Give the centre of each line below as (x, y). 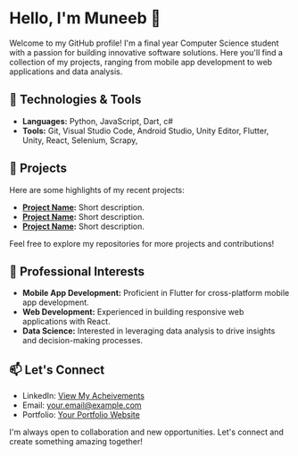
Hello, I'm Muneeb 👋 (85, 18)
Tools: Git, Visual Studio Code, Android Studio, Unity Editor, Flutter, (145, 131)
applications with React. (66, 322)
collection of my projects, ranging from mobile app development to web (141, 62)
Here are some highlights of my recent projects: (97, 190)
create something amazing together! (76, 442)
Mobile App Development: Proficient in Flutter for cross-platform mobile (156, 293)
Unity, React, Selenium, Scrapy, (80, 140)
